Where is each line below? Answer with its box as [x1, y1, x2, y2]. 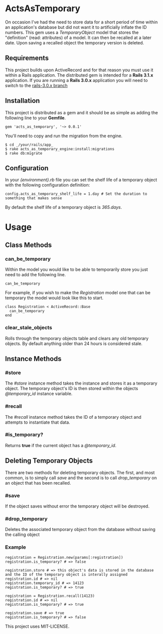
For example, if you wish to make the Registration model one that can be [5, 290, 151, 296]
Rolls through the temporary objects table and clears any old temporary [5, 335, 149, 341]
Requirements [5, 54, 49, 62]
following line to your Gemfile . [5, 115, 66, 121]
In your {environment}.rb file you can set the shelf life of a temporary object [5, 177, 157, 183]
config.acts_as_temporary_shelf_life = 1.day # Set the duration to [5, 191, 147, 197]
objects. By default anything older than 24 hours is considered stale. [5, 340, 143, 347]
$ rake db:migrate [5, 151, 42, 156]
